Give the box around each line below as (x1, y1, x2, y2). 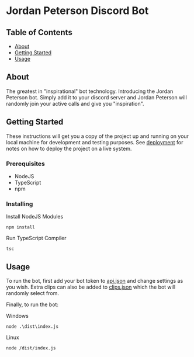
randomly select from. (6, 290, 60, 297)
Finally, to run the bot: (6, 301, 58, 308)
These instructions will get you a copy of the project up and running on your (6, 133, 189, 140)
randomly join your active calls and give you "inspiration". (6, 100, 144, 107)
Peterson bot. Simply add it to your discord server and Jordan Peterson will (6, 93, 187, 100)
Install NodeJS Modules (6, 213, 64, 220)
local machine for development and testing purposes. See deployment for (6, 138, 183, 145)
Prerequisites (6, 160, 45, 168)
